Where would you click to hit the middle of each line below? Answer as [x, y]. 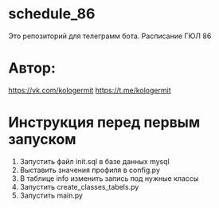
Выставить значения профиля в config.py [90, 170]
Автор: [32, 68]
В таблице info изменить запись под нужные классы [109, 178]
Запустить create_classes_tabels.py [79, 186]
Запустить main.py [51, 195]
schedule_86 [52, 14]
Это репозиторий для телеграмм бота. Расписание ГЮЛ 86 [110, 36]
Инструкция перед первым [104, 122]
